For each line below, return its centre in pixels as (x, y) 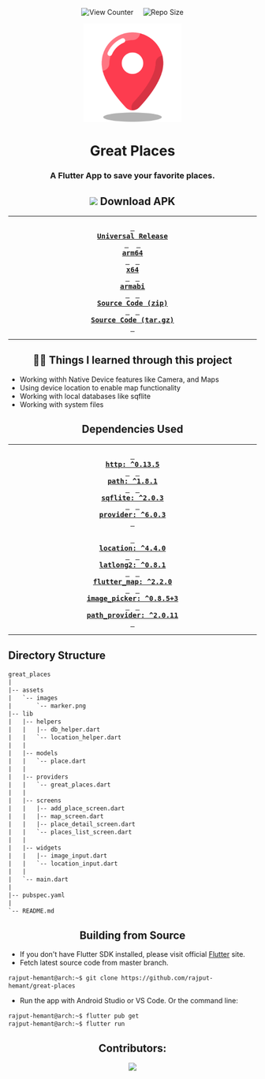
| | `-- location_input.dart (63, 864)
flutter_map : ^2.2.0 (132, 581)
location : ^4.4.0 (132, 548)
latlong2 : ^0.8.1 (132, 565)
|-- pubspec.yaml (37, 895)
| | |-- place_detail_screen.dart (72, 824)
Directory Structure (57, 655)
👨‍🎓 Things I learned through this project (132, 360)
